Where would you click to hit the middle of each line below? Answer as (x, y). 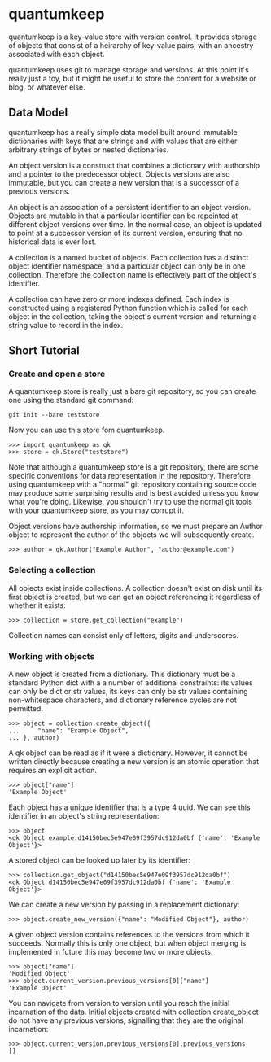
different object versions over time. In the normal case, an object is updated (135, 224)
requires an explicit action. (53, 771)
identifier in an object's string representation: (84, 816)
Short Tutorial (44, 351)
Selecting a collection (52, 570)
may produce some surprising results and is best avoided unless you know (134, 493)
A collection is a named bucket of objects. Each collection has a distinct (129, 257)
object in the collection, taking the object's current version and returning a (133, 316)
